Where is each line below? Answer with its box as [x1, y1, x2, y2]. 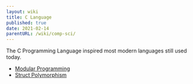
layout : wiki [6, 8, 39, 15]
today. [6, 54, 22, 61]
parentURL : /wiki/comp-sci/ [6, 31, 76, 37]
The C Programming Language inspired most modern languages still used [6, 47, 188, 54]
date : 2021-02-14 [6, 25, 49, 32]
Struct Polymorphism [14, 71, 67, 79]
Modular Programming [14, 65, 70, 72]
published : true [6, 20, 46, 26]
